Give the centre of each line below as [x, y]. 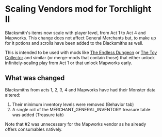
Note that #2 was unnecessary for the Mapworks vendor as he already [76, 124]
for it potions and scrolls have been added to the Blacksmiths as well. [74, 43]
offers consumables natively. [34, 129]
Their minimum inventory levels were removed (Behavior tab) [73, 104]
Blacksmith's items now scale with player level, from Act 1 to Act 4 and [75, 33]
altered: [13, 95]
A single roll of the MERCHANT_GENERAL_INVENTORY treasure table [81, 109]
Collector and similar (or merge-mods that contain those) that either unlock [80, 57]
